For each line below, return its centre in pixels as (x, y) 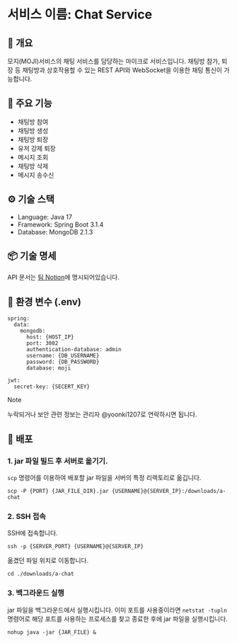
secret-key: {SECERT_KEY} (52, 387)
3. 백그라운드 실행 (36, 593)
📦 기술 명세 (32, 256)
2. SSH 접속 (27, 516)
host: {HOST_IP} (50, 337)
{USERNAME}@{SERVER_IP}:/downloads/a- (169, 491)
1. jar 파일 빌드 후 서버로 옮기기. (58, 461)
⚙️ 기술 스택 (31, 199)
